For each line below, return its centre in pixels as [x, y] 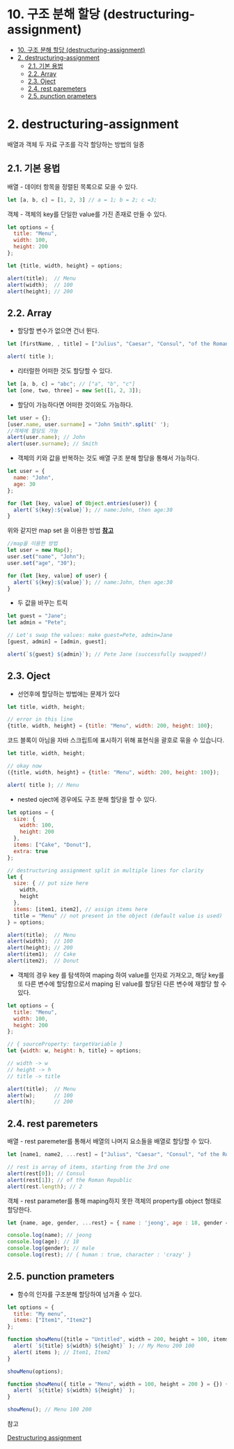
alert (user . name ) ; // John [46, 437]
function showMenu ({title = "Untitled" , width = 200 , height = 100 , [109, 1339]
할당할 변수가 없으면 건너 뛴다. [58, 331]
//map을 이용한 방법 [32, 544]
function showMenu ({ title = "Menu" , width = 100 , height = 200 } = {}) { [118, 1384]
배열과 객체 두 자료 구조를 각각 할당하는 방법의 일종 [76, 144]
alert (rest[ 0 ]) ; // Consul [46, 1173]
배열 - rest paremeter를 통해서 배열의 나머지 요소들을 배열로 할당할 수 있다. [110, 1141]
